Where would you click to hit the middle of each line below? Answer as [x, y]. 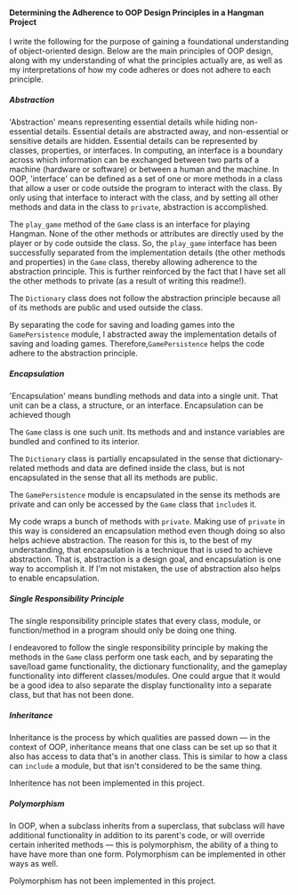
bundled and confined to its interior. [75, 442]
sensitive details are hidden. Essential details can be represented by [133, 141]
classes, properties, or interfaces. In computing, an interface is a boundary [146, 150]
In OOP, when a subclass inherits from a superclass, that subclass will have [147, 826]
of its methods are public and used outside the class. [106, 308]
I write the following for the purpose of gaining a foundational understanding [149, 42]
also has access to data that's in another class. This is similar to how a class [149, 756]
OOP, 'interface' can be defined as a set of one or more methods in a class [146, 179]
